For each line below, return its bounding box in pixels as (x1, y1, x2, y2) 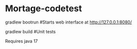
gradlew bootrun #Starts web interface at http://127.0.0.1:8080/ (5, 19, 132, 25)
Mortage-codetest (5, 3, 82, 14)
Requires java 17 (5, 38, 38, 44)
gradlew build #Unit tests (5, 28, 56, 34)
